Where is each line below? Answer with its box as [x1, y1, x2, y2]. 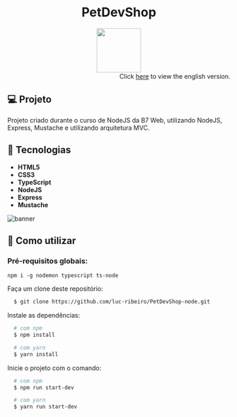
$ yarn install [13, 350, 59, 358]
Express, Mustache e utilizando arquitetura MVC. [7, 123, 150, 132]
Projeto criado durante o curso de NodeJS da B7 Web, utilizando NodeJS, [7, 116, 223, 124]
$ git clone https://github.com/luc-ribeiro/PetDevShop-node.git [13, 299, 211, 306]
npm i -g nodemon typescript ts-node [7, 272, 119, 279]
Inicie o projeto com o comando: [7, 363, 102, 372]
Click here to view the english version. [119, 72, 231, 80]
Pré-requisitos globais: [7, 256, 88, 266]
